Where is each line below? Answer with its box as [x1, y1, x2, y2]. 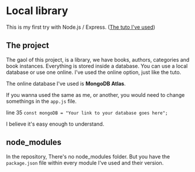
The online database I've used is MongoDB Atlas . [6, 80, 126, 87]
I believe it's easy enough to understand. [6, 120, 104, 127]
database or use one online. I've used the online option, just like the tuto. [6, 69, 182, 76]
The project [6, 41, 49, 50]
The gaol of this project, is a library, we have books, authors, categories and [6, 56, 190, 63]
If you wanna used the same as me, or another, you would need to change [6, 91, 185, 98]
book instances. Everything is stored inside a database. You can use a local [6, 62, 188, 69]
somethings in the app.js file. [6, 97, 77, 104]
